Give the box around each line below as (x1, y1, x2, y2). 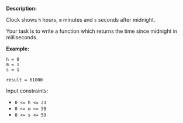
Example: (6, 45, 30, 52)
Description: (6, 5, 37, 12)
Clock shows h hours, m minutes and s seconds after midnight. (6, 16, 156, 23)
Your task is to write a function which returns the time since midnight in (6, 28, 178, 35)
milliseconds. (6, 34, 38, 40)
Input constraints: (6, 87, 49, 94)
